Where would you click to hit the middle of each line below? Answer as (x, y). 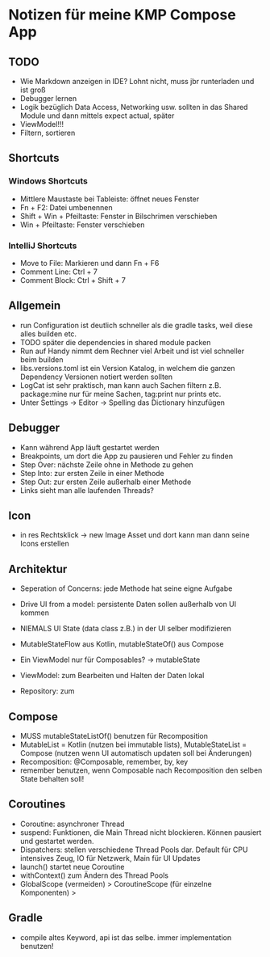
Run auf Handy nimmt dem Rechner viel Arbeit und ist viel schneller (132, 351)
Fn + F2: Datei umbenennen (66, 207)
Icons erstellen (45, 544)
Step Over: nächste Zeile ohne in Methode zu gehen (106, 464)
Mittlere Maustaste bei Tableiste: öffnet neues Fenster (110, 199)
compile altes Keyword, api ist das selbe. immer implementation (126, 937)
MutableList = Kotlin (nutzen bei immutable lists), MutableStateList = (133, 744)
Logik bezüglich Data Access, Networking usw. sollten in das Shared (134, 107)
